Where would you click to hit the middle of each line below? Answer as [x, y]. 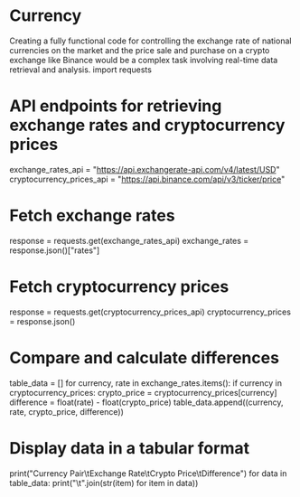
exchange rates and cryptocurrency [147, 125]
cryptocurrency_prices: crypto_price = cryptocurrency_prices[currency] [143, 392]
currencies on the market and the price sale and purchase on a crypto [140, 50]
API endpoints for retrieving [116, 106]
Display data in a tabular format [130, 448]
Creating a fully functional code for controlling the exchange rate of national [150, 41]
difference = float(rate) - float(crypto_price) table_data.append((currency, [146, 402]
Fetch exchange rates [92, 216]
